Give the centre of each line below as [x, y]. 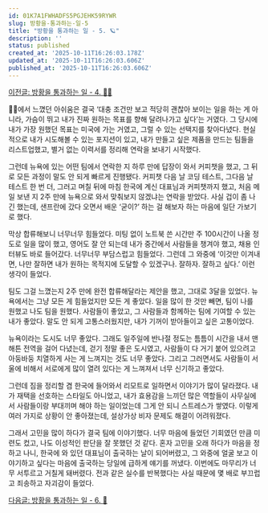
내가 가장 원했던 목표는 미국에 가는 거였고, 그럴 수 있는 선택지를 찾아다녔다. [125, 129]
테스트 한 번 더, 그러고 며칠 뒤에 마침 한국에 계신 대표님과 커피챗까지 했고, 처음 [130, 187]
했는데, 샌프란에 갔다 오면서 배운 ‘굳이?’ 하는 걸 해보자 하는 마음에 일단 [126, 207]
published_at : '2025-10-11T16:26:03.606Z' [80, 68]
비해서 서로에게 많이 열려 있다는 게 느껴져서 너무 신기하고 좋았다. [124, 368]
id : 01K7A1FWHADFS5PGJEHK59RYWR [62, 16]
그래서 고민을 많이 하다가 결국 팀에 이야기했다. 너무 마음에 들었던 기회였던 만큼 [130, 433]
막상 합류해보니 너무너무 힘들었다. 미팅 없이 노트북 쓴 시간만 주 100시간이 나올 [130, 233]
